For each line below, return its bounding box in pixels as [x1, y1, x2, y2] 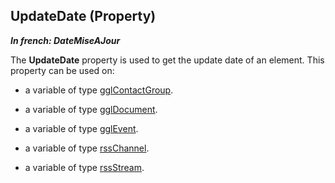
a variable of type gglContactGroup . [24, 84, 174, 96]
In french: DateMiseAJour [10, 34, 121, 46]
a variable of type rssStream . [24, 161, 145, 173]
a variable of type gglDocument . [24, 103, 158, 115]
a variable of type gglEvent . [24, 122, 139, 134]
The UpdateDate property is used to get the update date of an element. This [10, 54, 325, 66]
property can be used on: [10, 64, 115, 76]
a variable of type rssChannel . [24, 142, 150, 154]
